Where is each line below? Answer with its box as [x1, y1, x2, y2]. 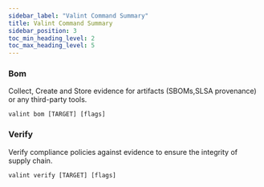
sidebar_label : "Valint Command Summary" [8, 11, 149, 20]
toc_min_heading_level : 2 [8, 34, 95, 43]
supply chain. [8, 156, 53, 165]
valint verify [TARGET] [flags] [8, 171, 116, 179]
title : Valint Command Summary [8, 19, 113, 27]
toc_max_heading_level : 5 [8, 42, 95, 50]
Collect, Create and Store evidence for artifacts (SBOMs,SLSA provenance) [8, 86, 257, 96]
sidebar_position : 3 [8, 26, 78, 35]
